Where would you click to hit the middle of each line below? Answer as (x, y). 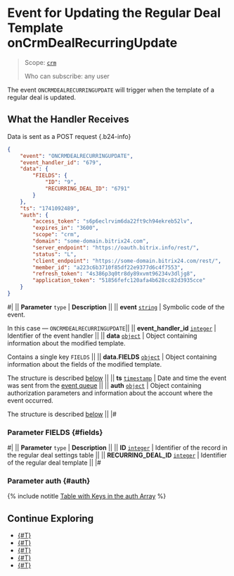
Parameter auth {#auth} (49, 481)
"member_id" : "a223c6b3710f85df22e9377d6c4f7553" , (108, 267)
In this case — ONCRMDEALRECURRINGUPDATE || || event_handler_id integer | (112, 328)
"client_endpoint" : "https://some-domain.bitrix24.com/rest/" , (127, 261)
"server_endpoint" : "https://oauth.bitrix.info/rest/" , (116, 247)
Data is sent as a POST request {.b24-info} (69, 136)
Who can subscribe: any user (67, 76)
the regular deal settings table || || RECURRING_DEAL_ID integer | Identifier (117, 455)
